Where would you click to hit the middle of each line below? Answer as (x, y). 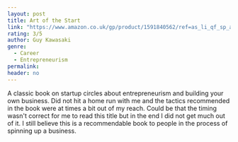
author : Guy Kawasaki (39, 40)
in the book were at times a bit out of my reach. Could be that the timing (112, 108)
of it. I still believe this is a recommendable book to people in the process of (118, 123)
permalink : (23, 66)
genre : (17, 47)
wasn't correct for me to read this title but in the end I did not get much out (116, 116)
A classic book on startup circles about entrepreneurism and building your (115, 93)
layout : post (27, 14)
